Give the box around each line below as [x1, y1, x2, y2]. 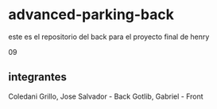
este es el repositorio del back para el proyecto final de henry [8, 32, 210, 41]
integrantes [8, 70, 68, 84]
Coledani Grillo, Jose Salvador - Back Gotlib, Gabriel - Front [8, 91, 204, 101]
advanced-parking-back [8, 6, 175, 24]
